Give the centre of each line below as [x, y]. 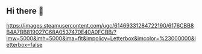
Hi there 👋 [25, 11]
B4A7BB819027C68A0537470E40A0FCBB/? [61, 32]
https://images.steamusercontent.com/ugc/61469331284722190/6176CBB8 [100, 25]
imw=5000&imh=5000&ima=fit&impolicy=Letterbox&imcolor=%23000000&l [101, 38]
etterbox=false [24, 44]
